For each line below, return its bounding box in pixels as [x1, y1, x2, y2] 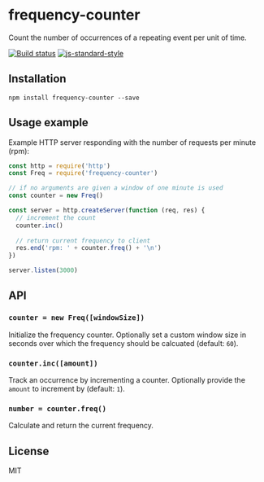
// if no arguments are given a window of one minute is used [8, 184, 223, 192]
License [8, 444, 50, 458]
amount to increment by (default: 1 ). [8, 384, 126, 394]
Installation [8, 72, 67, 86]
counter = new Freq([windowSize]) [8, 313, 145, 322]
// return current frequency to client [15, 236, 151, 245]
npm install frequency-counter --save [8, 94, 140, 102]
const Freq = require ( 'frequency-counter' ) [8, 169, 158, 177]
